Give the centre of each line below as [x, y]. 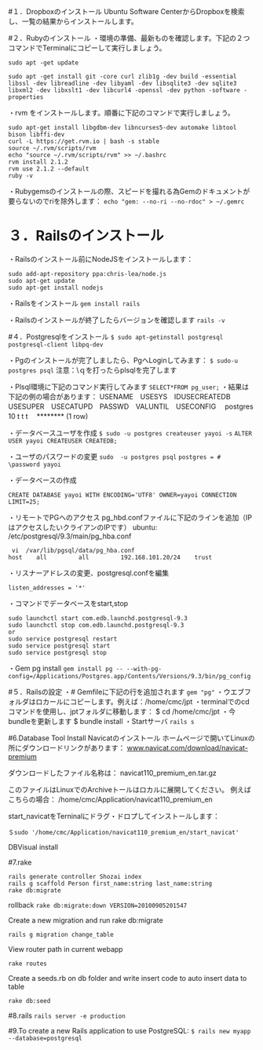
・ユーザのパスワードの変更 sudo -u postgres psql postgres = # [115, 456]
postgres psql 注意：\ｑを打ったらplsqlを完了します [93, 370]
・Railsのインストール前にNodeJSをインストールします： [101, 259]
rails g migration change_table [61, 934]
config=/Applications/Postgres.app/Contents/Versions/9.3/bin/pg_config [130, 676]
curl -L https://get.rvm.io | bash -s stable [84, 141]
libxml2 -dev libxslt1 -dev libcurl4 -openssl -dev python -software [124, 90]
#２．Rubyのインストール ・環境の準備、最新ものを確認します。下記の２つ [129, 38]
